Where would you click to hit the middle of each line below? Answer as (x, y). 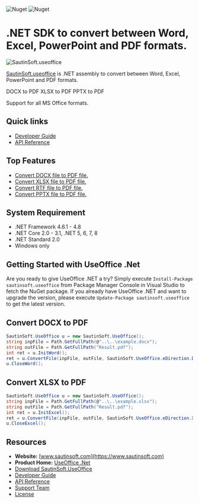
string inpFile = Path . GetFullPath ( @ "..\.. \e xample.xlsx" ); (82, 401)
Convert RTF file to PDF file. (49, 187)
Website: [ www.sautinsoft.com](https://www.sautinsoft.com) (89, 456)
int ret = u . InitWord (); (37, 353)
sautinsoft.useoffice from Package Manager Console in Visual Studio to (96, 285)
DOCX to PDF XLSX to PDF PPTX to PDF (55, 91)
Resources (26, 442)
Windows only (32, 246)
